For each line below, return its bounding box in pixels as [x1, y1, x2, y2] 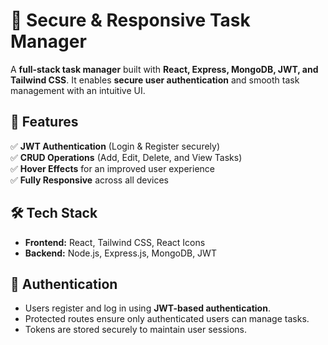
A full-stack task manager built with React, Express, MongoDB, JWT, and [10, 63, 319, 75]
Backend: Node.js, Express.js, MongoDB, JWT [24, 247, 217, 259]
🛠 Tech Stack [10, 205, 98, 222]
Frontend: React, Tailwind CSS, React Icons [24, 236, 206, 248]
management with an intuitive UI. [10, 84, 146, 96]
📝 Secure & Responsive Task [10, 9, 251, 32]
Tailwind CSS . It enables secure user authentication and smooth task [10, 74, 300, 86]
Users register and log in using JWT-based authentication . [24, 302, 271, 314]
